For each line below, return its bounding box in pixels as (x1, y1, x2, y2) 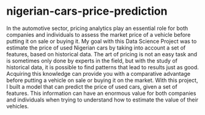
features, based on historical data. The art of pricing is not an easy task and (6, 50, 198, 57)
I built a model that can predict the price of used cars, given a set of (6, 83, 177, 90)
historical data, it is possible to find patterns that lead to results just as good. (6, 63, 199, 71)
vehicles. (6, 102, 29, 109)
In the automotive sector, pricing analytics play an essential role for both (6, 24, 188, 32)
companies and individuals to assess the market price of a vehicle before (6, 31, 191, 38)
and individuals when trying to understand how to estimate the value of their (6, 96, 199, 103)
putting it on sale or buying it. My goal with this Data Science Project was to (6, 37, 197, 45)
